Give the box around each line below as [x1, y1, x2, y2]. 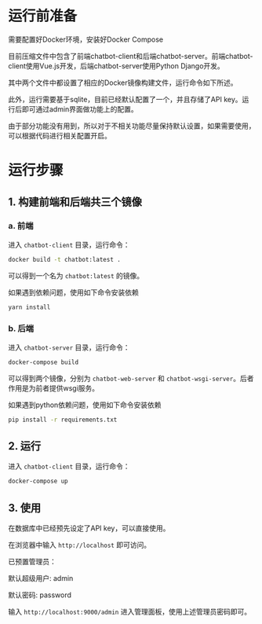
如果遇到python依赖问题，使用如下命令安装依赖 [8, 400, 162, 409]
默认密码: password [8, 590, 72, 600]
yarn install [8, 303, 51, 311]
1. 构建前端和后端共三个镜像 [8, 195, 143, 208]
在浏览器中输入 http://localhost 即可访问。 [8, 540, 151, 550]
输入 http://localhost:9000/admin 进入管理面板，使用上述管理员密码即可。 [8, 607, 252, 617]
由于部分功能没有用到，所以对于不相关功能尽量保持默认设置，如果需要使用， [8, 121, 256, 130]
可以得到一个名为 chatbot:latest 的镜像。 [8, 270, 144, 280]
